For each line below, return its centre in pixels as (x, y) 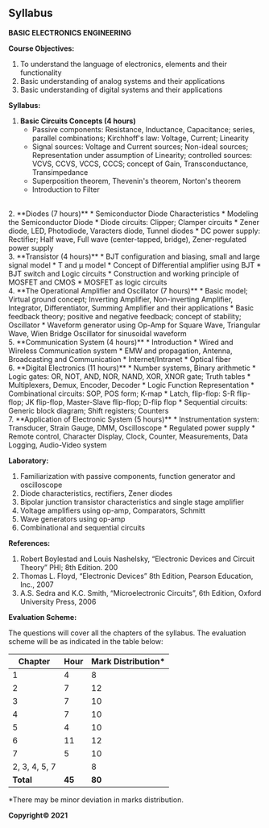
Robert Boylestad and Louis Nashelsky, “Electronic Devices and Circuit (137, 559)
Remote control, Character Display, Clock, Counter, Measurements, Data (128, 436)
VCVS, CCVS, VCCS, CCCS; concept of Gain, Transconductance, (140, 164)
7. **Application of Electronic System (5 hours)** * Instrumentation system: (134, 419)
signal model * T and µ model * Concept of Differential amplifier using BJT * (135, 264)
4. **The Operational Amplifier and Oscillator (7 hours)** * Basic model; (128, 290)
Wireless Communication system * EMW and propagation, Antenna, (120, 351)
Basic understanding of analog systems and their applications (122, 81)
